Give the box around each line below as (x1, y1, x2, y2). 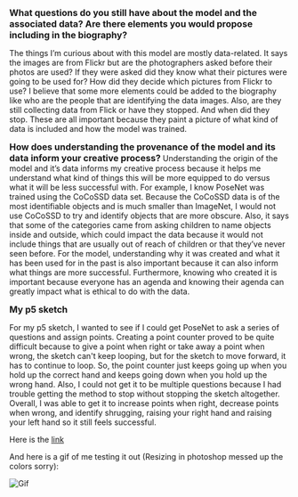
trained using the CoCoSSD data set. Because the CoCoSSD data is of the (9, 191, 280, 202)
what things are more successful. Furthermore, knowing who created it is (9, 267, 278, 278)
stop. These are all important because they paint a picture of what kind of (9, 114, 278, 125)
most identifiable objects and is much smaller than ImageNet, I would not (9, 201, 277, 211)
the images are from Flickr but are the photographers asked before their (9, 57, 273, 68)
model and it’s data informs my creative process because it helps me (9, 163, 262, 174)
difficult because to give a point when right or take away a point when (9, 341, 265, 352)
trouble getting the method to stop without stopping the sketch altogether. (9, 388, 280, 399)
